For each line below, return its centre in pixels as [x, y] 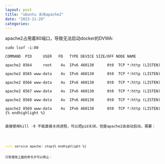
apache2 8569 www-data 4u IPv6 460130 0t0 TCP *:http [73, 109]
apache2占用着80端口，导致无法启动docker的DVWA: [59, 38]
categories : [17, 24]
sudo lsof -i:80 [22, 48]
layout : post [19, 10]
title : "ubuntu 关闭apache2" [34, 14]
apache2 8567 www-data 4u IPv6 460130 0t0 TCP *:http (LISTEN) [83, 91]
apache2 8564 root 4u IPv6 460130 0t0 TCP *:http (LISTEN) [83, 65]
